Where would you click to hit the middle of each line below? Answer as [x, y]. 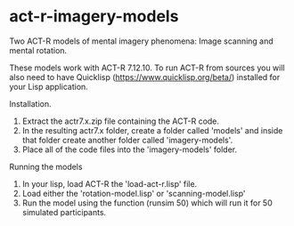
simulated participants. [64, 212]
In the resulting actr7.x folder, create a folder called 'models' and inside [152, 130]
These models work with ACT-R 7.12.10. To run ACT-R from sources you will [147, 68]
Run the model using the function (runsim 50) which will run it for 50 [147, 203]
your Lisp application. [49, 86]
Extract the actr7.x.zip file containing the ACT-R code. [121, 121]
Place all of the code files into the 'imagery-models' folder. [130, 149]
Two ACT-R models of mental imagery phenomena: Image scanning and [141, 41]
